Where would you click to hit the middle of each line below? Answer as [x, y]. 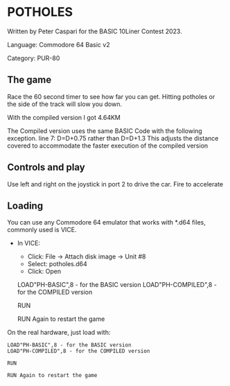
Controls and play [46, 167]
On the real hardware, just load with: [59, 333]
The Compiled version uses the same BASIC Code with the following [105, 131]
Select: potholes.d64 [57, 264]
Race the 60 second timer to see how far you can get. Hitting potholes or [111, 96]
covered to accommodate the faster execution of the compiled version [108, 146]
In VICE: [28, 243]
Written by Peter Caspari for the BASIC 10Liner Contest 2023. [95, 31]
